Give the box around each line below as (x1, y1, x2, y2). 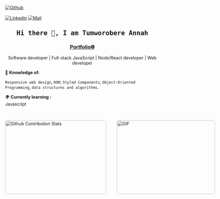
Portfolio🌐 (70, 44, 95, 50)
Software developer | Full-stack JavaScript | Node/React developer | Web (8, 54, 157, 61)
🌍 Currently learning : (5, 94, 51, 100)
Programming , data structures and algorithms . (5, 84, 99, 90)
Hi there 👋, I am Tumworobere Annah (16, 29, 148, 37)
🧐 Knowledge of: (5, 69, 40, 75)
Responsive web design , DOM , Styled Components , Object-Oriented (5, 79, 136, 85)
